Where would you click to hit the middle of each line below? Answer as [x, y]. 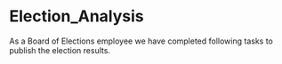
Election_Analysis [77, 16]
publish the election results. [60, 50]
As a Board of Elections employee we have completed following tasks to [141, 41]
